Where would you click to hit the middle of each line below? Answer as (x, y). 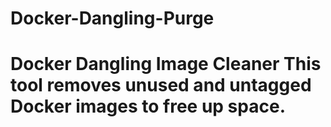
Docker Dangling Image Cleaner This (166, 64)
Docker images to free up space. (148, 106)
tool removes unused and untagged (161, 85)
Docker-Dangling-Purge (112, 18)
